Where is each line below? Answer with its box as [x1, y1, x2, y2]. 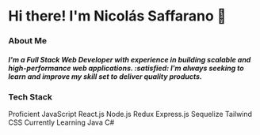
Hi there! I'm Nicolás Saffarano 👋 [8, 7, 227, 25]
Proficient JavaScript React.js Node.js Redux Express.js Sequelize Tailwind [8, 110, 252, 119]
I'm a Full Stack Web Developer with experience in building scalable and [8, 54, 251, 64]
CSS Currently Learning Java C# [8, 118, 115, 127]
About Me [8, 36, 48, 47]
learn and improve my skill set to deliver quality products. [8, 71, 203, 81]
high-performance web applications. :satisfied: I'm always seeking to [8, 63, 244, 73]
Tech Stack [8, 92, 53, 103]
